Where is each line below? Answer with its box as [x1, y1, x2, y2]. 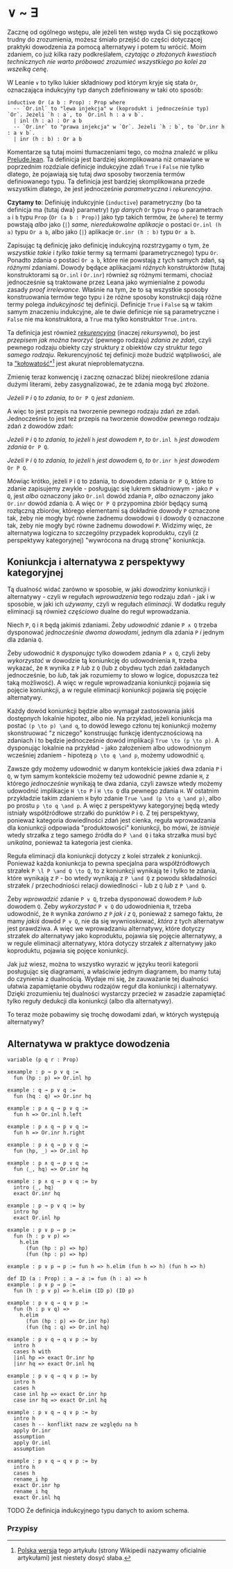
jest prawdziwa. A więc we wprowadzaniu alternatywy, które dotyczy [7, 924, 205, 933]
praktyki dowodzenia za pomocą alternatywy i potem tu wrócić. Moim [7, 42, 207, 51]
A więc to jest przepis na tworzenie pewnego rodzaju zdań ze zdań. [7, 406, 201, 415]
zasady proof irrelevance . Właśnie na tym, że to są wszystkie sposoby [7, 285, 209, 293]
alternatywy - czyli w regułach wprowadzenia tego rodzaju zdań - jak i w [7, 593, 216, 601]
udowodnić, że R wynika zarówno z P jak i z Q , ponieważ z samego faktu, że [7, 910, 223, 918]
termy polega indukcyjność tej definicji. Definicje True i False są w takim [7, 300, 213, 309]
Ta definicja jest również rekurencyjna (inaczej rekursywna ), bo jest [7, 328, 200, 336]
